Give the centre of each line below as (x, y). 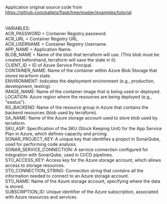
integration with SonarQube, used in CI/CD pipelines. (59, 155)
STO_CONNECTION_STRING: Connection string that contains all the (74, 170)
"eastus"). (15, 102)
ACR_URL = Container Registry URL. (42, 39)
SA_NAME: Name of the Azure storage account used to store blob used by (82, 118)
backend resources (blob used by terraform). (51, 113)
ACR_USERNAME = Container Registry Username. (56, 44)
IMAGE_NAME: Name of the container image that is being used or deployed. (83, 92)
